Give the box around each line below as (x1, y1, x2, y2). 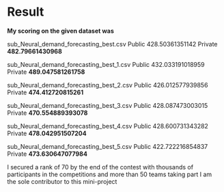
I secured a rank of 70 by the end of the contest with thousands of (7, 163, 193, 171)
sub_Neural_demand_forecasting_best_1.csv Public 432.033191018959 (7, 60, 205, 68)
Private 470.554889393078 (7, 109, 88, 117)
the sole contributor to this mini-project (7, 177, 117, 185)
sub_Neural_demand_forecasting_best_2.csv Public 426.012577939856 (7, 81, 208, 89)
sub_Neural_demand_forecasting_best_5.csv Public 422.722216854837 (7, 142, 208, 150)
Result (7, 4, 44, 20)
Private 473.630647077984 (7, 150, 87, 158)
